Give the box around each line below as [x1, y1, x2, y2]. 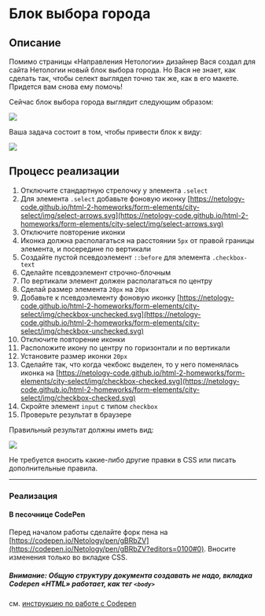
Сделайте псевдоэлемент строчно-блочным [20, 267, 171, 277]
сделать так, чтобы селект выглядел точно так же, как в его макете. [9, 74, 239, 83]
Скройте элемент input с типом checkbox [20, 401, 158, 411]
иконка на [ [20, 367, 59, 378]
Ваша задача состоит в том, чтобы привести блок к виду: [9, 127, 203, 136]
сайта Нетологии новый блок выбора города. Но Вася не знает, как [9, 65, 237, 75]
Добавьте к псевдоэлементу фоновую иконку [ [20, 293, 180, 302]
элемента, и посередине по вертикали [20, 244, 152, 253]
